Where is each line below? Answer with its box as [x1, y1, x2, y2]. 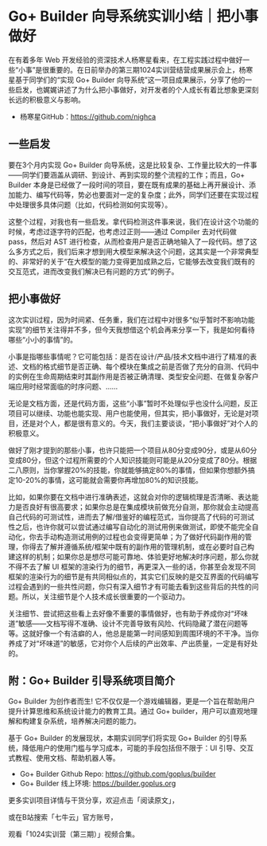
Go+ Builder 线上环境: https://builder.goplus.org [19, 778, 176, 789]
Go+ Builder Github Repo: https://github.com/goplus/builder [19, 770, 216, 779]
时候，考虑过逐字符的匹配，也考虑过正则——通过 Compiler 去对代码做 [8, 226, 237, 236]
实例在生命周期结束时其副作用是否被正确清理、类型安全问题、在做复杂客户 [14, 371, 259, 381]
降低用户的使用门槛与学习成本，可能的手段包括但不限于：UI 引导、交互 [21, 743, 254, 753]
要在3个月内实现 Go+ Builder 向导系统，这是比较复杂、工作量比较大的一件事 [8, 160, 257, 170]
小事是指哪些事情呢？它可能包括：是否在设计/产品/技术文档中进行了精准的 [8, 351, 250, 361]
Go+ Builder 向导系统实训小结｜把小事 [8, 7, 259, 25]
